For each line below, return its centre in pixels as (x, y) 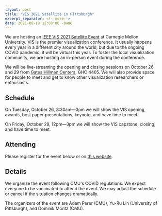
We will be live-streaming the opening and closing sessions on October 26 (79, 67)
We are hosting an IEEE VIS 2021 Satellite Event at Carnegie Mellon (72, 37)
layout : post (18, 9)
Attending (20, 145)
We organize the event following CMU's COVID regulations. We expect (75, 183)
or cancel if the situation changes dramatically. (52, 194)
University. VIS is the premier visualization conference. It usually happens (78, 42)
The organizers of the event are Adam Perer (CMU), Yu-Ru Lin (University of (81, 203)
